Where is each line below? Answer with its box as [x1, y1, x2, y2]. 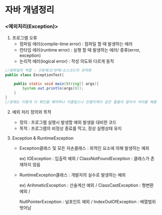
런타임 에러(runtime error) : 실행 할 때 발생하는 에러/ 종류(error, [19, 47, 141, 53]
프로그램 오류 [12, 35, 37, 41]
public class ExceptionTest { [5, 72, 64, 78]
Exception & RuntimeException [12, 135, 74, 141]
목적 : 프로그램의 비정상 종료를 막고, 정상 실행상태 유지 [19, 125, 122, 131]
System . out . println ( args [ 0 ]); [22, 86, 84, 91]
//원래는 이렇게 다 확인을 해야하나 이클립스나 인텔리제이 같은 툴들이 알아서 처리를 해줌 [5, 99, 157, 105]
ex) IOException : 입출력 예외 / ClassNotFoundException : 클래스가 [19, 155, 150, 161]
